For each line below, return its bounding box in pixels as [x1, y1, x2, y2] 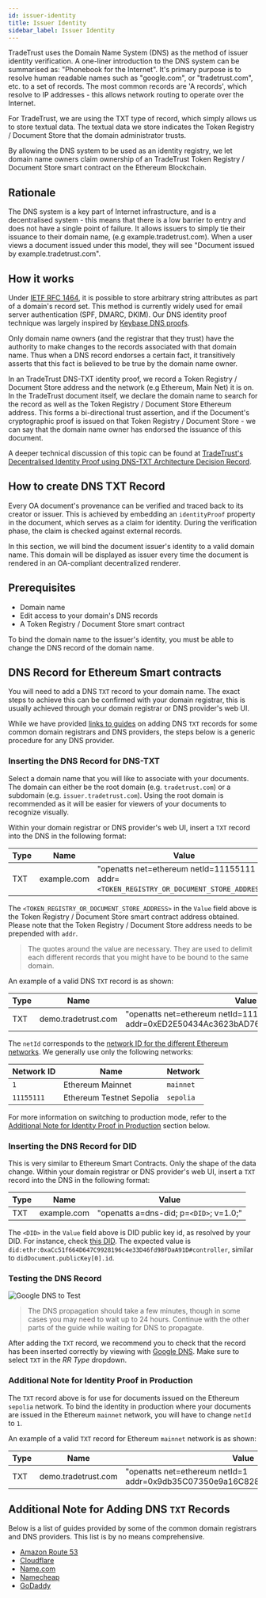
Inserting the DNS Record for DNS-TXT [8, 756, 160, 767]
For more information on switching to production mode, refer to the [8, 1112, 227, 1122]
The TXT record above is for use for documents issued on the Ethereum [8, 1393, 240, 1402]
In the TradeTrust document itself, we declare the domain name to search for [8, 391, 258, 400]
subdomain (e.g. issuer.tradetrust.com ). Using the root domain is [8, 790, 224, 800]
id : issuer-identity [8, 11, 77, 20]
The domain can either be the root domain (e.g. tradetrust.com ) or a [8, 782, 231, 791]
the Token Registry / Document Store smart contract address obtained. [8, 912, 240, 921]
